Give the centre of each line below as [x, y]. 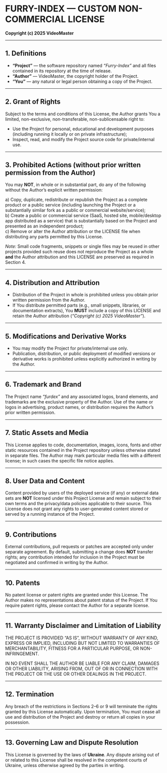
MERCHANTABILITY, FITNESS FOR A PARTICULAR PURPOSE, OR [72, 648]
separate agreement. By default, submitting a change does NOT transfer [79, 552]
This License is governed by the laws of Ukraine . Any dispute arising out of [82, 755]
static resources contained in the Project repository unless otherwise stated [83, 450]
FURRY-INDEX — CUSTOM [61, 9]
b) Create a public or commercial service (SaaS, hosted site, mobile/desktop [83, 215]
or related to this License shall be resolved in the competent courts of [76, 760]
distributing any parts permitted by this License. [54, 237]
